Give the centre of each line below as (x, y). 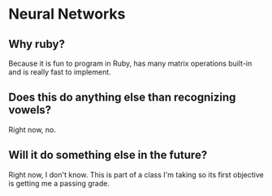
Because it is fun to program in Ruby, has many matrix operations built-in (130, 63)
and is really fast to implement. (60, 72)
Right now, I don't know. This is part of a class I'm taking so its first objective (136, 174)
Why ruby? (37, 44)
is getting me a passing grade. (59, 183)
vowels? (30, 110)
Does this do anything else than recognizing (122, 98)
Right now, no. (32, 130)
